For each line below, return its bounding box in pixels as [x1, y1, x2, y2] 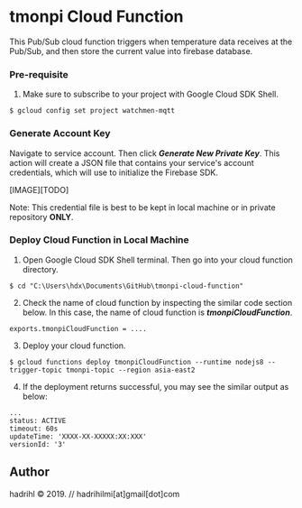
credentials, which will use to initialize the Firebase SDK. [9, 167, 218, 178]
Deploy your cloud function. [22, 340, 126, 351]
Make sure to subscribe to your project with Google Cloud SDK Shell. [22, 88, 279, 100]
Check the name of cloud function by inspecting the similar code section [22, 297, 293, 308]
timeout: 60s [9, 424, 59, 433]
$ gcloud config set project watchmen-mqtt [9, 106, 176, 115]
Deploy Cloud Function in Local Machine [9, 234, 189, 246]
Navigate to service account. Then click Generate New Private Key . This [9, 147, 280, 159]
